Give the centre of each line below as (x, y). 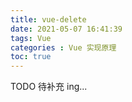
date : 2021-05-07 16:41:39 (66, 29)
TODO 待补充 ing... (49, 87)
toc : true (31, 57)
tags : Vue (31, 38)
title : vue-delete (48, 19)
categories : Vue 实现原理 (63, 47)
